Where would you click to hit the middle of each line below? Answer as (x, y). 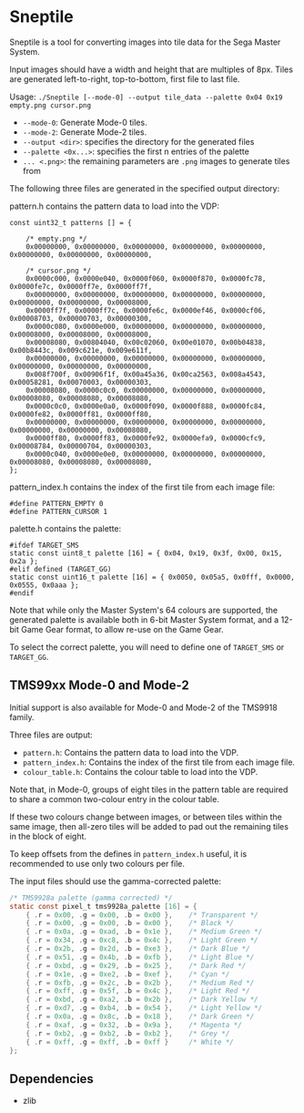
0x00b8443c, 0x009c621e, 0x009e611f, (81, 350)
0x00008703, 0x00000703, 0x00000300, (81, 318)
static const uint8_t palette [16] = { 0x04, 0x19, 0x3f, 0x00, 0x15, (146, 553)
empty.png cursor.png (51, 105)
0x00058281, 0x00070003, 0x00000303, (81, 382)
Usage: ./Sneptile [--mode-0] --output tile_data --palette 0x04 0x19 (146, 97)
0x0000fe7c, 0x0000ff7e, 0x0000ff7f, (81, 286)
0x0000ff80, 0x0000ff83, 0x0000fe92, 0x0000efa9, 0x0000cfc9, (146, 438)
